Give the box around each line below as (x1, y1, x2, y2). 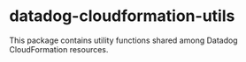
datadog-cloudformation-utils (9, 6, 235, 26)
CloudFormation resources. (9, 44, 109, 54)
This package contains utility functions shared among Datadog (9, 35, 238, 45)
